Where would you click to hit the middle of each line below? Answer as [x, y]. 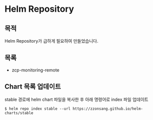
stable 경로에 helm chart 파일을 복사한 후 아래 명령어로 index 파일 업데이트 [76, 99]
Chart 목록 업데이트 [33, 87]
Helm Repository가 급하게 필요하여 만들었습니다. [51, 41]
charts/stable [19, 113]
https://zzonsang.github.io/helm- [108, 109]
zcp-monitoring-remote [36, 70]
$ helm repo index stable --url [38, 109]
